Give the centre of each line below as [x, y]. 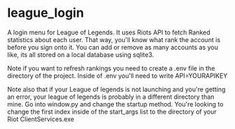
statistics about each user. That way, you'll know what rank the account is [114, 39]
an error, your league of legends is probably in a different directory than [111, 97]
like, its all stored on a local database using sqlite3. [81, 55]
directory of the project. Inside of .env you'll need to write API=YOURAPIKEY [117, 76]
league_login [46, 13]
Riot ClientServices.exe [41, 119]
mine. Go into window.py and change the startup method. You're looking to [115, 104]
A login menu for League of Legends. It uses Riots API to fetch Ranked [109, 32]
